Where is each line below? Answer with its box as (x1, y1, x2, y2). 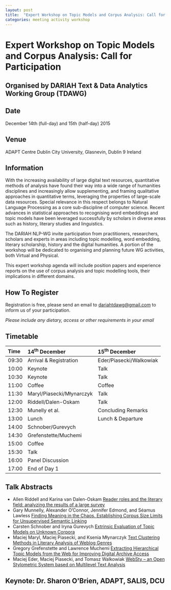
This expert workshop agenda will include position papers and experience (5, 262, 161, 269)
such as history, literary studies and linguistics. (5, 221, 104, 227)
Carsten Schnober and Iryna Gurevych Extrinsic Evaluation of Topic (12, 523, 155, 530)
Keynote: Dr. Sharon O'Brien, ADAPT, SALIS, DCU (5, 576, 165, 585)
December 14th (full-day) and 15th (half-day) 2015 (5, 120, 111, 126)
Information (5, 164, 44, 172)
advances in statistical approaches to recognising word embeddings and (5, 210, 158, 216)
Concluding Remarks (97, 407, 148, 414)
